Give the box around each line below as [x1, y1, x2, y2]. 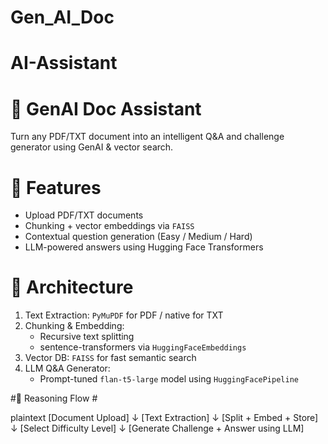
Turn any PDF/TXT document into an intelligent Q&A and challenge [10, 131, 285, 143]
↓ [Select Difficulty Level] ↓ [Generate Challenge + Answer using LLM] [10, 422, 305, 435]
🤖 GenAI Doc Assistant [10, 97, 202, 120]
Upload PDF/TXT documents [24, 209, 144, 221]
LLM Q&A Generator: [24, 362, 111, 375]
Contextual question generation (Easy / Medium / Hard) [24, 231, 253, 243]
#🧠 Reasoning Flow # [10, 392, 98, 405]
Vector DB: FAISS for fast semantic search [24, 352, 197, 364]
